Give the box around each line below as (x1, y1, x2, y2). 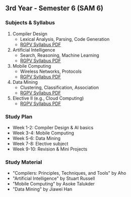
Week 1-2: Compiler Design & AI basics (12, 124, 94, 130)
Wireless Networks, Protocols (20, 68, 82, 74)
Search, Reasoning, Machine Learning (20, 52, 99, 58)
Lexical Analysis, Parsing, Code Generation (20, 36, 110, 42)
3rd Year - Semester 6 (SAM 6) (5, 4, 104, 13)
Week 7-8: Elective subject (12, 140, 69, 146)
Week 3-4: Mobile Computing (12, 130, 74, 136)
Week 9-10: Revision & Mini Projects (12, 146, 88, 152)
